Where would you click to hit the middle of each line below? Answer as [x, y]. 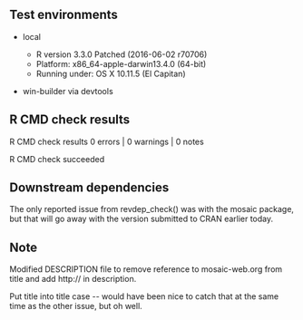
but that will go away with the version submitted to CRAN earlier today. [142, 219]
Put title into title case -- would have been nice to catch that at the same [144, 296]
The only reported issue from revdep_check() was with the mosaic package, [152, 209]
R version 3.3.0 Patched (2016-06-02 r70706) [122, 54]
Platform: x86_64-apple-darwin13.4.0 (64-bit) [121, 63]
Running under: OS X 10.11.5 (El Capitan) [111, 73]
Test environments [64, 15]
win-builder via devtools [68, 91]
